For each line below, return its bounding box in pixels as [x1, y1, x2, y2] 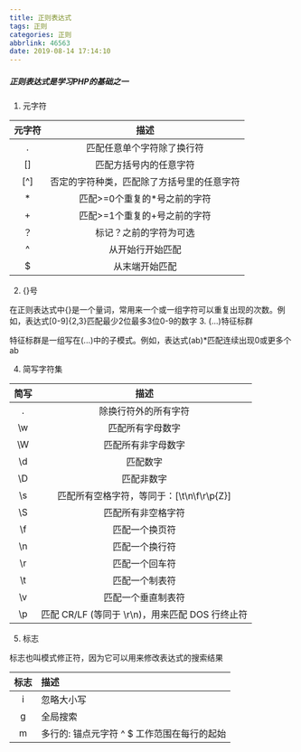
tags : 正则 [9, 22, 48, 31]
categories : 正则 [9, 30, 72, 39]
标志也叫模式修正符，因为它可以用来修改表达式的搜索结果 [9, 653, 223, 663]
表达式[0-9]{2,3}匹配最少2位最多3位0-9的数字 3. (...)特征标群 [24, 315, 253, 326]
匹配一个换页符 [112, 523, 176, 536]
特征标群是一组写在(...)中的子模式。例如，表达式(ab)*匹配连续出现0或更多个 [9, 335, 292, 346]
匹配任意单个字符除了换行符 [86, 142, 205, 155]
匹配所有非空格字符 [103, 507, 185, 520]
